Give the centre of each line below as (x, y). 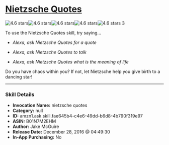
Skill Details (20, 94)
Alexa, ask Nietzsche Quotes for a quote (55, 42)
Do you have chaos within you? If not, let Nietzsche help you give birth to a (83, 71)
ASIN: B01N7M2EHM (34, 121)
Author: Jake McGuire (36, 126)
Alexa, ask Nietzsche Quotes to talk (50, 52)
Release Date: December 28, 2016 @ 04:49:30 (61, 132)
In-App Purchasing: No (37, 137)
